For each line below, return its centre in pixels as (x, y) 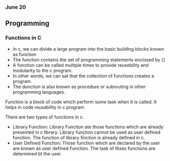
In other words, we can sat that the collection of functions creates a (83, 76)
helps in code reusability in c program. (45, 107)
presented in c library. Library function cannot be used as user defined (87, 132)
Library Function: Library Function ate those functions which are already (88, 127)
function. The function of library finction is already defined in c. (79, 137)
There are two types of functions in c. (45, 117)
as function (24, 54)
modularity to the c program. (42, 70)
